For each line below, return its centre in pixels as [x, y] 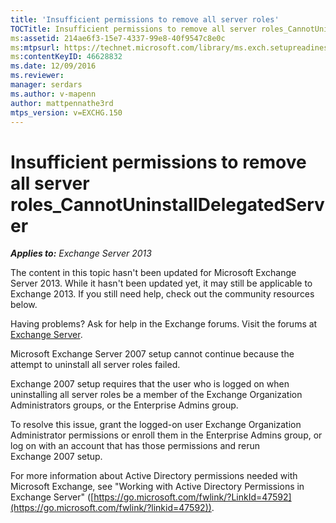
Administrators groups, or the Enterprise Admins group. [124, 405]
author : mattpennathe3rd [62, 103]
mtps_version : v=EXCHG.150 [66, 112]
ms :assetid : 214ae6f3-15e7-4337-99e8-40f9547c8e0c [118, 38]
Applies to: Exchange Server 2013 [81, 253]
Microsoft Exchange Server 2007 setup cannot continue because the [152, 354]
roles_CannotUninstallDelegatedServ [167, 204]
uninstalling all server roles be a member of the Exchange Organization [156, 395]
